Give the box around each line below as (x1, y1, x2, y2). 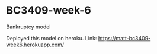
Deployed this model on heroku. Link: (6, 34, 97, 42)
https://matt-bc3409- (98, 34, 151, 42)
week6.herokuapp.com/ (6, 41, 65, 48)
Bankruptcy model (6, 23, 51, 30)
